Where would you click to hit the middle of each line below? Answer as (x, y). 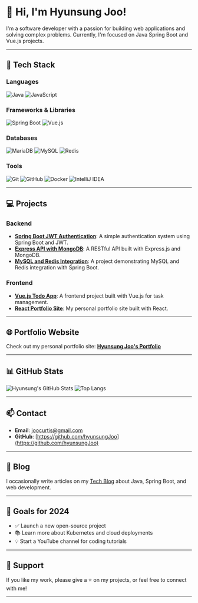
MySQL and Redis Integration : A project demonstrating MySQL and (97, 261)
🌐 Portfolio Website (43, 332)
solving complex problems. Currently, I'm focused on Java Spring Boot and (97, 34)
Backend (19, 223)
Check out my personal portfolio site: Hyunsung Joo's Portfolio (83, 347)
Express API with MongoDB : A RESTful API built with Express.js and (98, 249)
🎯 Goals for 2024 (38, 511)
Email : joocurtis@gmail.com (49, 430)
